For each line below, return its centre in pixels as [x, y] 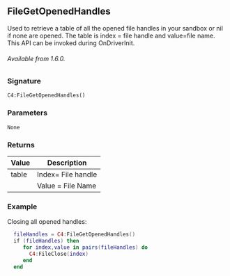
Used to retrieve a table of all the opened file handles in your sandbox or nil [115, 28]
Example [22, 206]
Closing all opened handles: [47, 222]
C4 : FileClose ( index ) [59, 254]
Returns [21, 145]
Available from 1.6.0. [36, 59]
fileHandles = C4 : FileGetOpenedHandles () [75, 235]
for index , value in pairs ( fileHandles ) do [85, 247]
